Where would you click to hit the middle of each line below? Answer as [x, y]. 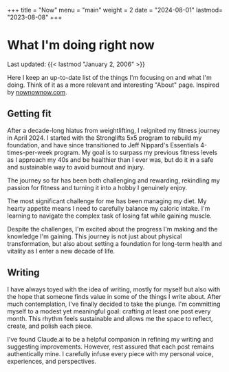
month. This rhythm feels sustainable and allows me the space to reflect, [110, 318]
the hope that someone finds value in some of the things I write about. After [114, 296]
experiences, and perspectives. [52, 361]
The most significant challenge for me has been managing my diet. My [107, 201]
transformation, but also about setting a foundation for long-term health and [115, 243]
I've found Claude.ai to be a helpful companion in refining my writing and [110, 339]
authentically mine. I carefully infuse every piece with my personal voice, [110, 353]
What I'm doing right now [81, 45]
